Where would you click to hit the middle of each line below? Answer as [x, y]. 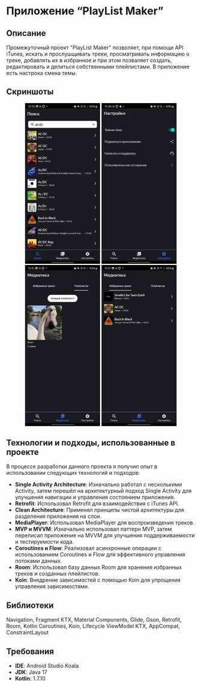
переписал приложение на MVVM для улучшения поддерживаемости [105, 535]
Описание [26, 33]
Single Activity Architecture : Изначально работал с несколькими [98, 484]
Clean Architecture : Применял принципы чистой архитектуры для [100, 510]
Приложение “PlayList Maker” [85, 11]
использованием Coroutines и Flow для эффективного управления [100, 555]
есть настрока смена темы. [42, 73]
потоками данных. [38, 561]
